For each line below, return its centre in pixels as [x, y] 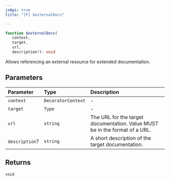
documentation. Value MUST [124, 124]
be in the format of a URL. [121, 130]
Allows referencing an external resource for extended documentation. [78, 62]
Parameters [24, 78]
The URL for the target [117, 117]
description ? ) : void [34, 52]
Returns [18, 162]
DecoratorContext [65, 100]
